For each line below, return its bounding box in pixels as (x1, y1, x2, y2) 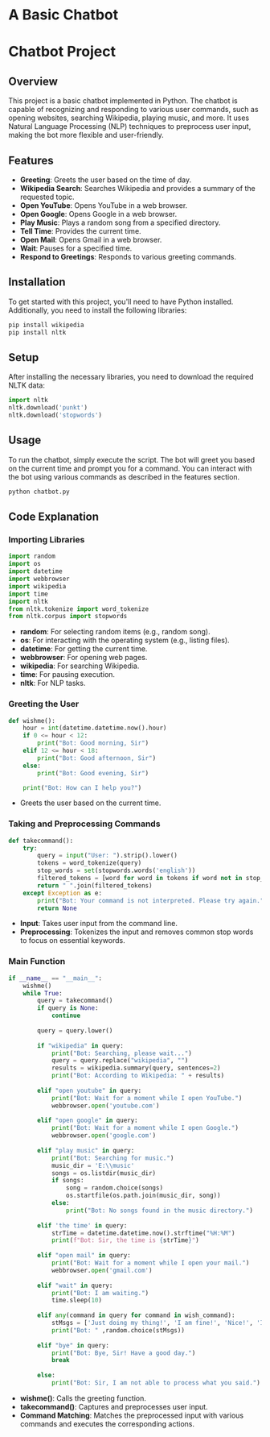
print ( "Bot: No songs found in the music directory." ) (65, 1206, 253, 1215)
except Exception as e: (22, 889, 103, 897)
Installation (8, 276, 66, 289)
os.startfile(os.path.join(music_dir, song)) (65, 1191, 221, 1200)
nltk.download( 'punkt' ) (8, 404, 88, 412)
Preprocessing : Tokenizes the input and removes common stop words (19, 927, 254, 937)
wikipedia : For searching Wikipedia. (19, 661, 140, 671)
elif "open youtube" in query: (37, 1086, 142, 1094)
